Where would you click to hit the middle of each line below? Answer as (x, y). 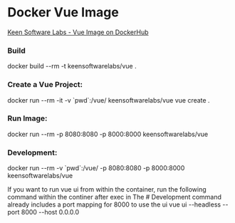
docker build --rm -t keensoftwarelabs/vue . (72, 66)
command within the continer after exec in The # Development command (115, 197)
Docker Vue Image (63, 12)
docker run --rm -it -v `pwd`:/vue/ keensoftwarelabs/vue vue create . (109, 100)
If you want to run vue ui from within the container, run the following (107, 190)
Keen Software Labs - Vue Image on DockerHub (78, 32)
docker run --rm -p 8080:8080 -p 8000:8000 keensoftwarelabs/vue (108, 134)
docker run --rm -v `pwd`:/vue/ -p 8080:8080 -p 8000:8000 (96, 168)
